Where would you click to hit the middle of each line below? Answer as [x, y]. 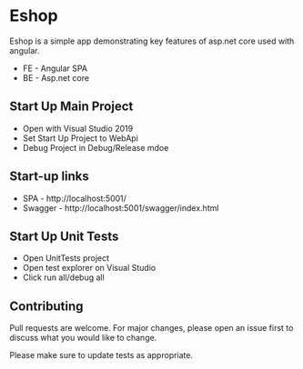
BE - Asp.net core [56, 77]
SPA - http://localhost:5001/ [75, 198]
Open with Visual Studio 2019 [78, 128]
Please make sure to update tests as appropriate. [101, 355]
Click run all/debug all [63, 277]
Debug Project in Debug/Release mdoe [96, 147]
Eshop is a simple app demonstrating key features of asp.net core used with [152, 41]
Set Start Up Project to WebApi [81, 138]
